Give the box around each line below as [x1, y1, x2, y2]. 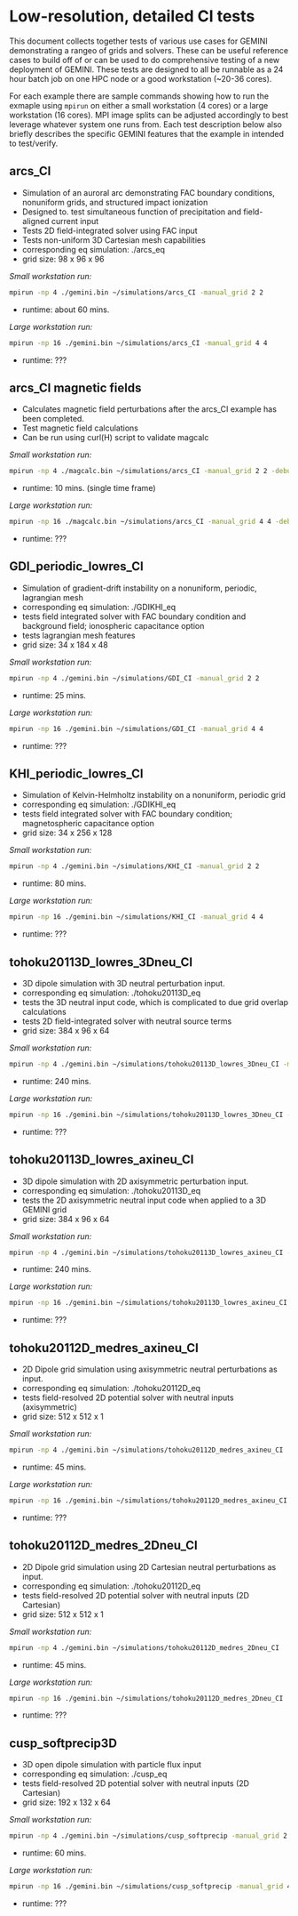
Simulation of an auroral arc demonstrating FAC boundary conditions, [21, 187, 275, 197]
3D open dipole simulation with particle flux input [21, 1759, 202, 1770]
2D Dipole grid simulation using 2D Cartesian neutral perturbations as [21, 1561, 277, 1572]
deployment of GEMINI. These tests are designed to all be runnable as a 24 [9, 64, 284, 75]
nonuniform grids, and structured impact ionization [21, 197, 208, 207]
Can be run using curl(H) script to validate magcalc [21, 432, 209, 443]
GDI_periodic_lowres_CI [9, 559, 144, 575]
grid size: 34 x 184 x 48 [21, 639, 108, 650]
